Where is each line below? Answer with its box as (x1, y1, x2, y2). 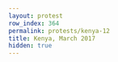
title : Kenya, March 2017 (8, 34, 95, 43)
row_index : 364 (8, 19, 60, 27)
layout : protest (8, 11, 63, 20)
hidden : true (8, 42, 53, 50)
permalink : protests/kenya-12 (8, 27, 111, 35)
